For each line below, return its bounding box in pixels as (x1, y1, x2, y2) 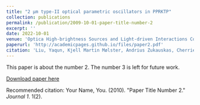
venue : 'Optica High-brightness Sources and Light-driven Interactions (6, 36, 187, 42)
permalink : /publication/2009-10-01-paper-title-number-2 (6, 20, 153, 26)
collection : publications (6, 14, 70, 20)
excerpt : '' (6, 25, 36, 31)
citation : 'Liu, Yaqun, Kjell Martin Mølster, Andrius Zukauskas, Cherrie (6, 47, 196, 53)
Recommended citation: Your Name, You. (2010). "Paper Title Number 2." (6, 87, 186, 94)
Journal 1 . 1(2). (6, 93, 43, 100)
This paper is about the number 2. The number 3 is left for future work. (6, 63, 180, 71)
